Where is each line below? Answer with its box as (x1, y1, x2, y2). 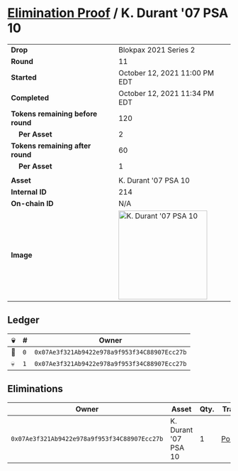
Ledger (7, 314, 40, 326)
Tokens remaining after (11, 141, 91, 151)
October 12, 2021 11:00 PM (118, 67, 215, 77)
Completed (11, 92, 50, 102)
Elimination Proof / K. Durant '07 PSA (7, 5, 229, 21)
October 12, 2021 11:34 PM (118, 88, 215, 98)
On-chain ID (11, 198, 54, 208)
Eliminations (7, 383, 64, 395)
